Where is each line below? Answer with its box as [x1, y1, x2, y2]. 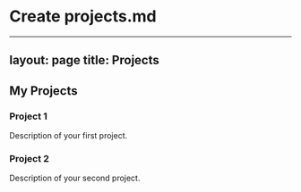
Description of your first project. [9, 130, 128, 141]
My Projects [9, 83, 78, 98]
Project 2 [9, 152, 49, 164]
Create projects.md [9, 6, 157, 27]
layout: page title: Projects [9, 53, 159, 68]
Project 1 [9, 110, 47, 122]
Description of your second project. [9, 172, 141, 184]
